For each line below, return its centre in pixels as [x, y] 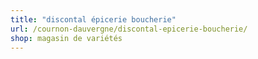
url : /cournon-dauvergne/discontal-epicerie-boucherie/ [129, 29]
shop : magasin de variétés [66, 38]
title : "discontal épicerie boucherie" [93, 19]
